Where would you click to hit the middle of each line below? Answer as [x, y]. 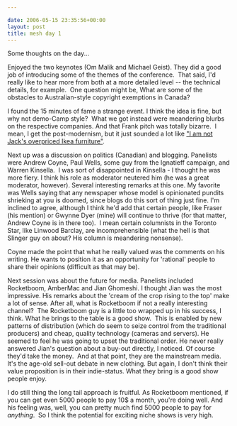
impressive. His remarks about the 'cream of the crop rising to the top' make [118, 296]
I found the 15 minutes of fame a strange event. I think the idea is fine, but [114, 111]
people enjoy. [27, 379]
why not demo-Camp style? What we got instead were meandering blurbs [116, 119]
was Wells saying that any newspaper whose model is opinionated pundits [116, 193]
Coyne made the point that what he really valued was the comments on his [116, 252]
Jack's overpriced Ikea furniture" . [56, 141]
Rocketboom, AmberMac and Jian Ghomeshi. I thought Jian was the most [115, 288]
